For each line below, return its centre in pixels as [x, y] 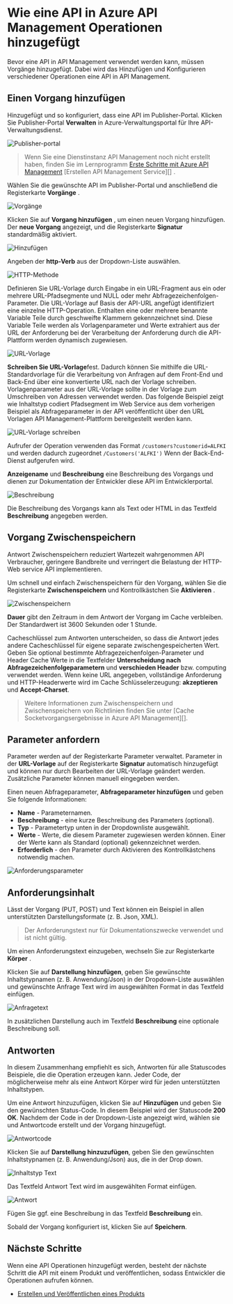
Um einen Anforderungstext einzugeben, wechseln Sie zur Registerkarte [111, 951]
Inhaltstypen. [26, 1089]
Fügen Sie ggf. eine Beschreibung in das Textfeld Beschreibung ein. [105, 1213]
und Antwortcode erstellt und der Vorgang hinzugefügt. [87, 1125]
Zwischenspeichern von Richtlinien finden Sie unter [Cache [109, 710]
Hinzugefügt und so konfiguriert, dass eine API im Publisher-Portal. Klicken [115, 115]
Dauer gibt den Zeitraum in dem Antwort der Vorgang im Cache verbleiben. [115, 617]
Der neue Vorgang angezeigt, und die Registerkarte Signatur [95, 227]
